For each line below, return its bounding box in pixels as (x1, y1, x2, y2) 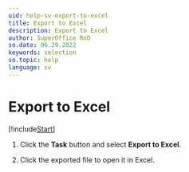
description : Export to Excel (8, 26, 109, 34)
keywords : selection (8, 49, 77, 57)
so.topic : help (8, 57, 59, 64)
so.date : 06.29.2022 (8, 41, 77, 49)
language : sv (8, 64, 52, 72)
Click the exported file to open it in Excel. (19, 154, 156, 164)
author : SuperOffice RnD (8, 33, 91, 42)
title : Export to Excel (8, 19, 88, 27)
